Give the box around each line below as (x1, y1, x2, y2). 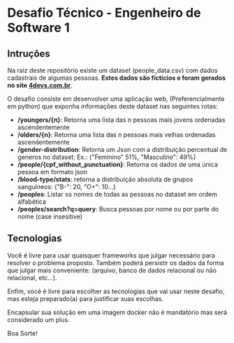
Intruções (7, 48, 50, 59)
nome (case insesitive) (17, 212, 82, 220)
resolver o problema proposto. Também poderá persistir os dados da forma (7, 258, 224, 267)
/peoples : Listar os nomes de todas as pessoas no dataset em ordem (17, 190, 218, 198)
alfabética (17, 197, 47, 206)
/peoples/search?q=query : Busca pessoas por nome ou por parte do (17, 205, 219, 213)
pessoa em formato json (17, 168, 88, 176)
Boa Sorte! (7, 329, 38, 337)
